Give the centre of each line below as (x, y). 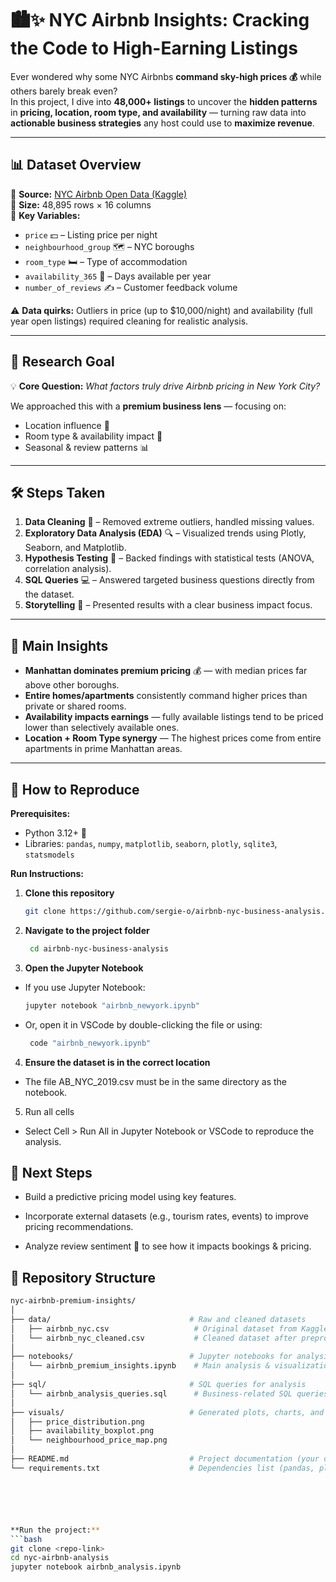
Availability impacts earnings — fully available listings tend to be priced (174, 717)
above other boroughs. (72, 685)
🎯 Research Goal (62, 362)
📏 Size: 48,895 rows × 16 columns (81, 204)
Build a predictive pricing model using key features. (130, 1197)
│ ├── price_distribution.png (77, 1422)
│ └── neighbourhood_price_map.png (89, 1440)
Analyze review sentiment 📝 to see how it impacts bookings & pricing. (168, 1246)
